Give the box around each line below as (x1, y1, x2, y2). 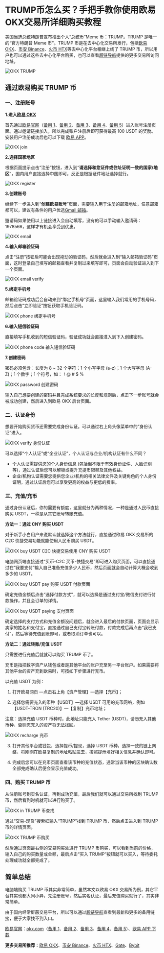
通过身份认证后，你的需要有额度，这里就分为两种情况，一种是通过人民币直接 (5, 505, 159, 511)
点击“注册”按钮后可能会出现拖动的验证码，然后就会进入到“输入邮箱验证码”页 (5, 254, 158, 260)
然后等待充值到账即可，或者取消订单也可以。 (15, 631, 106, 637)
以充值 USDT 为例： (5, 679, 45, 685)
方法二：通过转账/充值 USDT (5, 641, 62, 647)
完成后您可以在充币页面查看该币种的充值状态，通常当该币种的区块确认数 (12, 760, 158, 765)
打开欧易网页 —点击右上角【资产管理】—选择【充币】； (12, 689, 123, 695)
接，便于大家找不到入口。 (5, 915, 57, 921)
